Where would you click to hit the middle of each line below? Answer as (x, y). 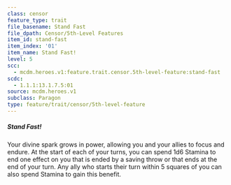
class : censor (28, 14)
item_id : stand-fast (37, 40)
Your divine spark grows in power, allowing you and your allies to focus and (116, 145)
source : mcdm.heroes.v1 (42, 91)
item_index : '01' (33, 46)
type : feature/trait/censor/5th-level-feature (76, 105)
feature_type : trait (37, 20)
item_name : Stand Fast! (42, 53)
